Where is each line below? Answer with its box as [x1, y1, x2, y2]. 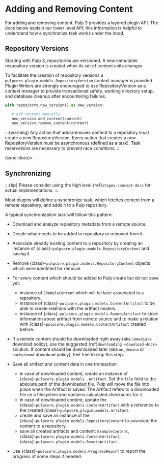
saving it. [12, 251, 31, 257]
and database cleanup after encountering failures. [5, 93, 107, 99]
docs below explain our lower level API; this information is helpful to [5, 25, 142, 31]
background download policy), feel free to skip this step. [12, 352, 124, 358]
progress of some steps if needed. [12, 454, 82, 460]
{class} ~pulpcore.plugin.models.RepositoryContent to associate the [19, 418, 158, 424]
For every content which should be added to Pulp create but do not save [12, 275, 159, 281]
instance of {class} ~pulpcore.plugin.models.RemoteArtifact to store [19, 311, 158, 317]
